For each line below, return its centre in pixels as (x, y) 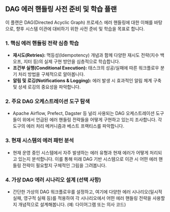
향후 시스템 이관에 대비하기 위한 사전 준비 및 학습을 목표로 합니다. (80, 28)
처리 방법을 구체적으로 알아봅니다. (51, 74)
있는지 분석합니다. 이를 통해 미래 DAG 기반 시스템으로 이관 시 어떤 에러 (88, 159)
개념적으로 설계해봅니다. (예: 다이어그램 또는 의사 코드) (72, 204)
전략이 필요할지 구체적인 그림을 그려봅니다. (64, 165)
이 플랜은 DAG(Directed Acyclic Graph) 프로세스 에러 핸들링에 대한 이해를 (79, 22)
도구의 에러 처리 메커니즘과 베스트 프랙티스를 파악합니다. (68, 126)
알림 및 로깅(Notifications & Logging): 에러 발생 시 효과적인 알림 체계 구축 (87, 81)
